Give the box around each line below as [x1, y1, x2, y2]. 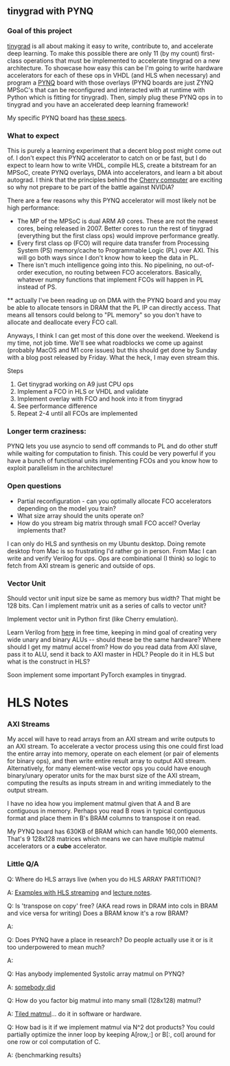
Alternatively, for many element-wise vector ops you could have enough [7, 764, 211, 773]
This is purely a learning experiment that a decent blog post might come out [7, 146, 222, 154]
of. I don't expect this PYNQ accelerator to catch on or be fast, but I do [7, 153, 207, 162]
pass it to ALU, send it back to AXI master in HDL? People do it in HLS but [7, 650, 215, 658]
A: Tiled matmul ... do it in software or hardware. [7, 1010, 142, 1018]
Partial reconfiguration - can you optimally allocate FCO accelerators [16, 497, 211, 505]
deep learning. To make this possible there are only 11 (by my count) [7, 49, 200, 57]
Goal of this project [7, 26, 72, 36]
